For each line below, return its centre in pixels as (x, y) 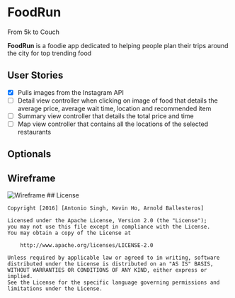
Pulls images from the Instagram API (70, 92)
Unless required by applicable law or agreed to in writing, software (114, 258)
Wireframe (31, 178)
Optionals (29, 154)
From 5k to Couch (34, 32)
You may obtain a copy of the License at (69, 233)
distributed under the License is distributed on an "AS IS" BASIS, (110, 264)
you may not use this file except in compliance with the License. (109, 227)
